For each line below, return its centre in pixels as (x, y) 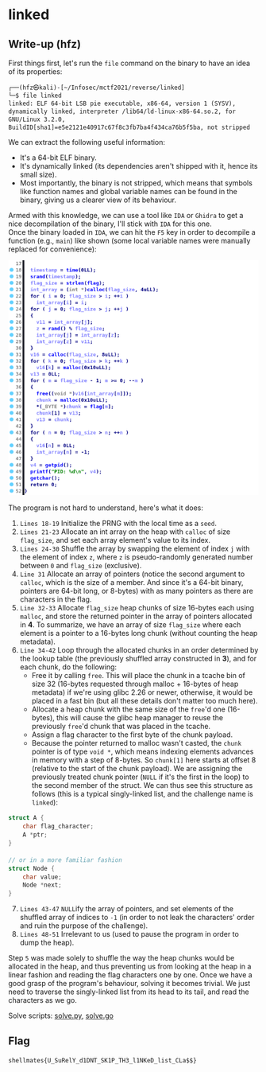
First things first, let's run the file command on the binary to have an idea (129, 63)
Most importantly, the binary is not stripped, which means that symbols (136, 183)
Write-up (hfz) (45, 44)
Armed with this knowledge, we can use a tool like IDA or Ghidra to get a (126, 215)
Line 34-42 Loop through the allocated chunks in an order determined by (139, 650)
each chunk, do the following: (68, 667)
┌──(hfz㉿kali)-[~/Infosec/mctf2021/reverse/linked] (96, 88)
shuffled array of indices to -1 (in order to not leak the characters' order (137, 918)
